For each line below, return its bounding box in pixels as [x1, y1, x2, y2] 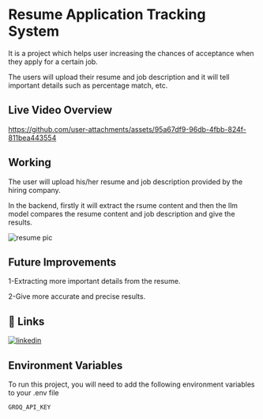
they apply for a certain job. [8, 57, 99, 66]
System [8, 22, 60, 40]
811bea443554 [8, 133, 57, 142]
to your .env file [8, 388, 59, 397]
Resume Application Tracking [8, 6, 206, 24]
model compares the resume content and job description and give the [8, 209, 235, 218]
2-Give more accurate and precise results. [8, 292, 146, 301]
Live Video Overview [8, 104, 113, 117]
